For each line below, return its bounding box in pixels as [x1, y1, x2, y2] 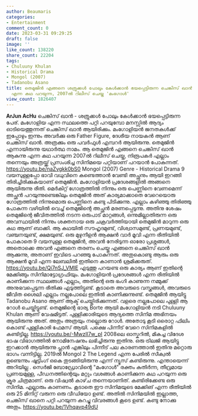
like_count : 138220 [6, 47, 54, 53]
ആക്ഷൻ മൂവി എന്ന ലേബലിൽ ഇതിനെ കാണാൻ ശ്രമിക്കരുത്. [6, 257, 153, 265]
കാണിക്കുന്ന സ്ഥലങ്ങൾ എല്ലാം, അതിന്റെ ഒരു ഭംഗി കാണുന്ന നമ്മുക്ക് [6, 277, 169, 284]
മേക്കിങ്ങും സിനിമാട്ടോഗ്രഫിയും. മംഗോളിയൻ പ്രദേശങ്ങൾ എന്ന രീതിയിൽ [6, 271, 180, 278]
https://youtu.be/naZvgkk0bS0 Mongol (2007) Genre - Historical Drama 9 [6, 165, 185, 172]
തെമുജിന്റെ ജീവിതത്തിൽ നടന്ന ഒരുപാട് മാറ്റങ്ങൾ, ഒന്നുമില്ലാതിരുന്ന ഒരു [6, 211, 177, 218]
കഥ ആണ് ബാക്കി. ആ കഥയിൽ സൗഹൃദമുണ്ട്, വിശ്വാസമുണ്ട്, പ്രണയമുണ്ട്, [6, 224, 183, 231]
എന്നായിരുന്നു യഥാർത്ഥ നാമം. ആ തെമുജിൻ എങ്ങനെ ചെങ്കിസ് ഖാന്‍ [6, 145, 174, 152]
